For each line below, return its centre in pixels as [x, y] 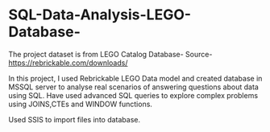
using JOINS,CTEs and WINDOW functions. [81, 104]
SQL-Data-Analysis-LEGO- [100, 15]
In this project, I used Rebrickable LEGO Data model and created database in [135, 78]
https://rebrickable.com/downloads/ [68, 63]
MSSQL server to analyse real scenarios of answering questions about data [134, 87]
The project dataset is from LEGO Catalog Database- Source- [110, 54]
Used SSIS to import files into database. [75, 119]
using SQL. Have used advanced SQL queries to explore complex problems [133, 95]
